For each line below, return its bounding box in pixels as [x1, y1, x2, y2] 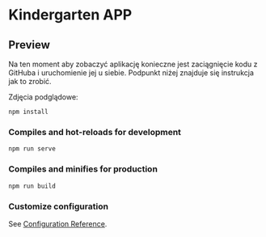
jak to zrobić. [8, 77, 52, 86]
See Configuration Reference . [8, 218, 108, 228]
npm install [8, 108, 49, 116]
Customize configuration [8, 201, 109, 212]
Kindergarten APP [8, 6, 133, 24]
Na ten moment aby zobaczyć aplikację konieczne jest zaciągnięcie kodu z [8, 59, 258, 69]
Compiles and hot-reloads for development [8, 126, 182, 138]
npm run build [8, 182, 57, 190]
